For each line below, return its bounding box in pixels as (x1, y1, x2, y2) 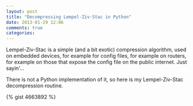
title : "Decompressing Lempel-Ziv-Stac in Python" (6, 14, 132, 20)
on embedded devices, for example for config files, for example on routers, (6, 52, 187, 59)
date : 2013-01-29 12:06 (6, 19, 64, 25)
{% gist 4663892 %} (6, 94, 57, 101)
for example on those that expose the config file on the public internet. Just (6, 59, 188, 66)
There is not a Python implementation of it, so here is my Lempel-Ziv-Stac (6, 76, 184, 83)
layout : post (6, 8, 38, 15)
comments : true (6, 24, 43, 31)
